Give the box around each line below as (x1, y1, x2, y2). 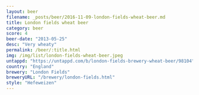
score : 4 (6, 31, 28, 37)
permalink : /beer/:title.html (6, 47, 81, 53)
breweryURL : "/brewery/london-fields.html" (6, 74, 115, 80)
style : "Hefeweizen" (6, 80, 57, 86)
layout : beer (6, 8, 38, 15)
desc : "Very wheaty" (6, 42, 57, 48)
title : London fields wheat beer (6, 19, 89, 25)
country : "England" (6, 63, 54, 70)
